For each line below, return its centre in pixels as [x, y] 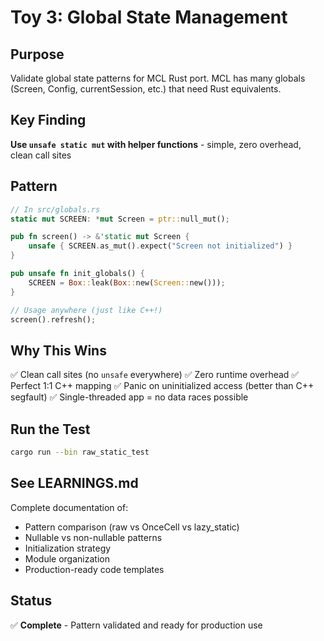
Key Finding [48, 120]
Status [31, 601]
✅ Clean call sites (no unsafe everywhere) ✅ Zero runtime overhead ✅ [155, 375]
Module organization [67, 558]
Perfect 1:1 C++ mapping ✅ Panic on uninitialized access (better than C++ [162, 386]
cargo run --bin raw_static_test [80, 452]
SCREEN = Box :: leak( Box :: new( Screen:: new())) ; [127, 282]
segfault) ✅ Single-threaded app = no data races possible [129, 397]
